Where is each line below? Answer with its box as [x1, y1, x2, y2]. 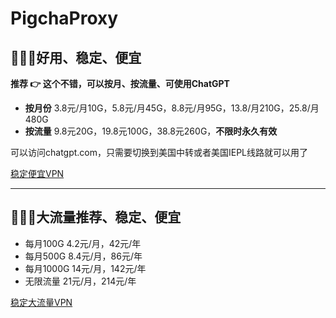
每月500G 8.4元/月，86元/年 [24, 250, 143, 262]
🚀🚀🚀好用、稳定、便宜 [10, 49, 142, 66]
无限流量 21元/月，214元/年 [24, 275, 137, 287]
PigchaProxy [10, 7, 119, 30]
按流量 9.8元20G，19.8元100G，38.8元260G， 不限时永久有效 [24, 125, 278, 137]
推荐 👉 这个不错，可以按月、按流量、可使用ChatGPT [10, 78, 230, 89]
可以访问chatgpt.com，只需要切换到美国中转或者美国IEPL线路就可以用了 [10, 147, 309, 158]
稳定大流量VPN [10, 296, 73, 308]
